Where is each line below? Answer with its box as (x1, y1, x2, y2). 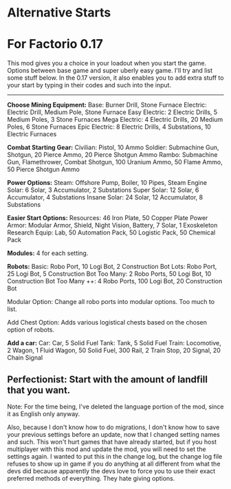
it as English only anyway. (7, 409, 80, 417)
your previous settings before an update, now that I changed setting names (7, 430, 220, 438)
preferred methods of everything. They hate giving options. (7, 474, 175, 482)
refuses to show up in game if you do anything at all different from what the (7, 459, 221, 468)
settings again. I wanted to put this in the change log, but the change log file (7, 452, 223, 460)
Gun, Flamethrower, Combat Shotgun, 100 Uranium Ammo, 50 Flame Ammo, (7, 158, 223, 166)
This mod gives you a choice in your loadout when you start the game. (7, 59, 207, 67)
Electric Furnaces (7, 130, 57, 138)
